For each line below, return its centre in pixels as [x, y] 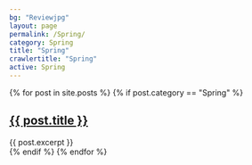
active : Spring [37, 68]
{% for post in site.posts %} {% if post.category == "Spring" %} [126, 92]
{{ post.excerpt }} [41, 142]
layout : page [33, 26]
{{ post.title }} [49, 121]
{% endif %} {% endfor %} [58, 152]
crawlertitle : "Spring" [53, 59]
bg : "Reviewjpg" [39, 17]
